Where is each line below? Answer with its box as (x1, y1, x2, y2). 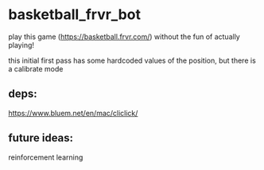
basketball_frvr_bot (8, 6, 142, 24)
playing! (8, 40, 34, 49)
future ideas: (8, 131, 74, 145)
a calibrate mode (8, 64, 64, 73)
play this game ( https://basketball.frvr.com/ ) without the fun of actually (8, 32, 240, 41)
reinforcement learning (8, 153, 83, 162)
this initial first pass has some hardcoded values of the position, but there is (8, 56, 256, 65)
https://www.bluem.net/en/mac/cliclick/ (8, 108, 138, 118)
